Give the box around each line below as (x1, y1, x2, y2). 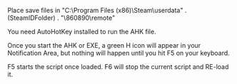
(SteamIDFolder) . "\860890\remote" (7, 14, 116, 22)
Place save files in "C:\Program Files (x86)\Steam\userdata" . (7, 6, 187, 14)
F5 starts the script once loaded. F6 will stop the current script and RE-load (7, 63, 229, 70)
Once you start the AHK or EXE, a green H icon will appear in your (7, 41, 201, 49)
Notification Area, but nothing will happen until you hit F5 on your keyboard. (7, 49, 230, 57)
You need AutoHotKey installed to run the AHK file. (7, 28, 156, 36)
